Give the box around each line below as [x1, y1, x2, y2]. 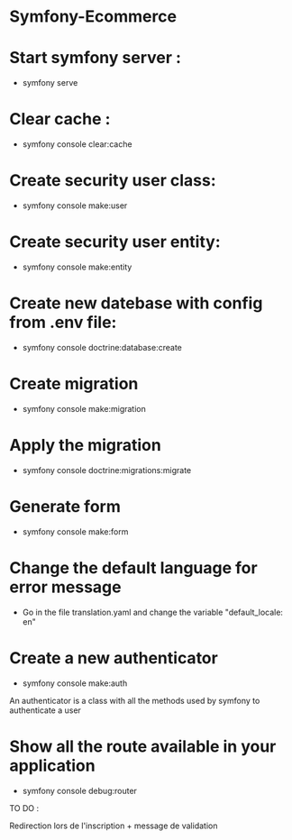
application [9, 755, 96, 776]
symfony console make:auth [22, 678, 128, 689]
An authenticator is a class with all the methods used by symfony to [9, 695, 260, 706]
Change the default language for [9, 557, 259, 578]
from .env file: [9, 313, 117, 333]
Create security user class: [9, 170, 216, 191]
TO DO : [9, 802, 40, 813]
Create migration [9, 374, 139, 394]
